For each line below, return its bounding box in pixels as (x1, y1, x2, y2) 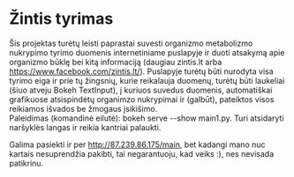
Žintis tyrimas (9, 9, 114, 29)
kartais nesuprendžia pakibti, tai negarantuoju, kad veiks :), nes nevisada (9, 148, 275, 159)
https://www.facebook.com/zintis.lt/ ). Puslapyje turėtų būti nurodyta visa (9, 66, 274, 77)
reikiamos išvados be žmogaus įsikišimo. (9, 103, 158, 114)
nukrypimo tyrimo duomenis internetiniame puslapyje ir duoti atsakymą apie (9, 47, 285, 57)
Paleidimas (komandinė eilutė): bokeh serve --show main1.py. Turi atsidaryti (9, 113, 284, 123)
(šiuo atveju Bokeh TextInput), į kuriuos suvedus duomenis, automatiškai (9, 85, 273, 95)
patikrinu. (9, 158, 44, 168)
